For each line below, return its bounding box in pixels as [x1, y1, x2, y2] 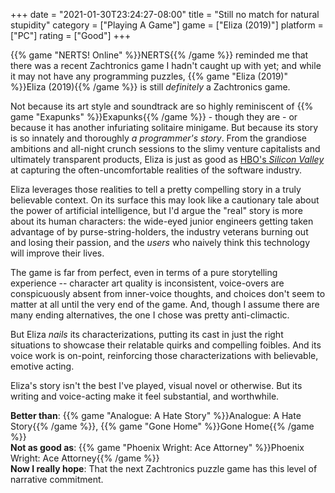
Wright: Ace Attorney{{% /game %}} [10, 452, 160, 464]
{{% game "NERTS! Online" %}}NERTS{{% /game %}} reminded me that [10, 49, 309, 61]
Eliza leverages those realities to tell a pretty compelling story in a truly [10, 184, 302, 195]
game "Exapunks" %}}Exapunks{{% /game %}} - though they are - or [10, 111, 298, 123]
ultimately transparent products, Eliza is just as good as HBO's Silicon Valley [10, 154, 325, 165]
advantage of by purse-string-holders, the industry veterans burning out [10, 226, 309, 238]
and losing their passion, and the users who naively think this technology [10, 237, 311, 248]
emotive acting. [10, 360, 75, 372]
